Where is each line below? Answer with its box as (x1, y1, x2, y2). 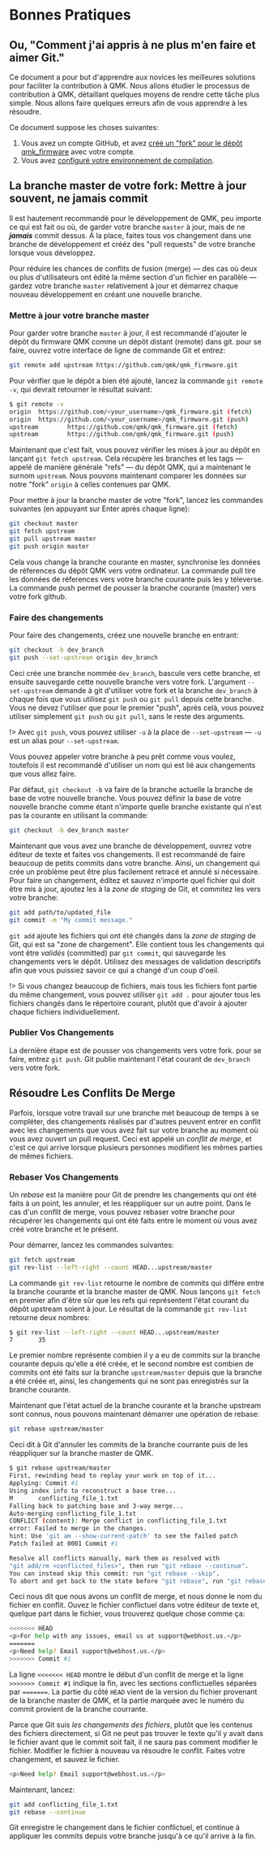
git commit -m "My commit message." (9, 916, 133, 924)
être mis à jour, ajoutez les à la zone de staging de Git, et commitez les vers (9, 884, 262, 894)
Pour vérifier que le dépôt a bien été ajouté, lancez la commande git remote (9, 375, 263, 385)
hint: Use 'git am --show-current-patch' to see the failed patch (9, 1532, 238, 1540)
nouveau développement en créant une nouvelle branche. (9, 289, 203, 299)
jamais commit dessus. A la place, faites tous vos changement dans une (9, 230, 252, 240)
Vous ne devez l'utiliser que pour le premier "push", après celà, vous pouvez (9, 703, 264, 712)
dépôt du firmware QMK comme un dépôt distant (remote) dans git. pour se (9, 337, 262, 347)
